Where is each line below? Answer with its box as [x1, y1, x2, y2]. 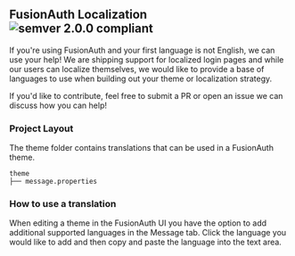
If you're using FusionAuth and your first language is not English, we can [9, 45, 275, 55]
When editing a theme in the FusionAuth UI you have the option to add [9, 218, 267, 228]
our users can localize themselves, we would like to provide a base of [9, 63, 265, 74]
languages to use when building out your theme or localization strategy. [9, 73, 273, 84]
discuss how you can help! [9, 100, 107, 111]
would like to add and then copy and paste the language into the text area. [9, 236, 283, 248]
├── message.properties [9, 178, 98, 186]
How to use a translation [9, 198, 117, 211]
